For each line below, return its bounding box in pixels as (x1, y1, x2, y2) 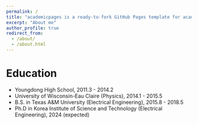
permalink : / (6, 8, 38, 15)
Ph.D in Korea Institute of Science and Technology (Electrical (14, 105, 163, 112)
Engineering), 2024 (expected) (14, 111, 90, 118)
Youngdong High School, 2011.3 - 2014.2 (14, 86, 114, 93)
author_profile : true (6, 25, 60, 31)
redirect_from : (6, 31, 44, 36)
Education (6, 67, 57, 80)
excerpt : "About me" (6, 19, 57, 25)
